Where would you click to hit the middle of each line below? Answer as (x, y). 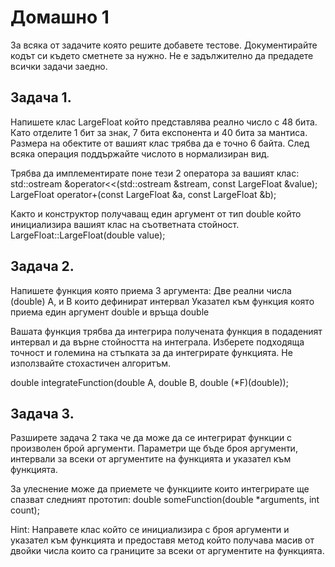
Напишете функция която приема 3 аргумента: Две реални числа (151, 290)
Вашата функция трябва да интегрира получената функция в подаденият (166, 331)
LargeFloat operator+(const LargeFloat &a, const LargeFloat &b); (143, 194)
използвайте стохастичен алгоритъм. (91, 363)
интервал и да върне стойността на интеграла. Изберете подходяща (157, 342)
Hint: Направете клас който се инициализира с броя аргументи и (150, 530)
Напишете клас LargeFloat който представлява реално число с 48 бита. (164, 122)
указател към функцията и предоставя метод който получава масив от (162, 540)
